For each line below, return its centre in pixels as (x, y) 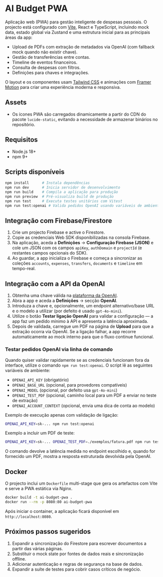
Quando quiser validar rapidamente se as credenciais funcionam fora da (77, 360)
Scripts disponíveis (35, 172)
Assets (16, 102)
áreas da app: (19, 37)
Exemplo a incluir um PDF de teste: (40, 433)
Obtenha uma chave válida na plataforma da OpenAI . (65, 296)
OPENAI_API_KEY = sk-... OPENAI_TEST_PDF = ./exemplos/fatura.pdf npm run (78, 442)
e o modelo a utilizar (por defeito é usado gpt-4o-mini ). (67, 311)
